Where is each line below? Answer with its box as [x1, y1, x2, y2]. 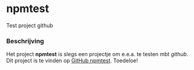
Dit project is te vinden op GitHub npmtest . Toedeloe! [6, 57, 139, 65]
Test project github [6, 22, 53, 29]
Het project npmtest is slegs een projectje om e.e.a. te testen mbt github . [6, 51, 189, 58]
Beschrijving [6, 37, 44, 45]
